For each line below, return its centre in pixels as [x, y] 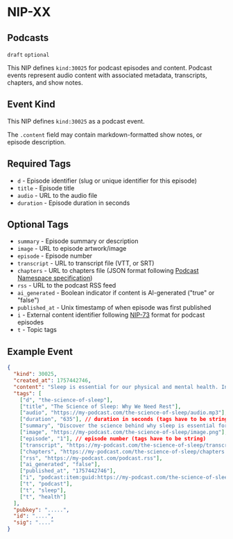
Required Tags [39, 164]
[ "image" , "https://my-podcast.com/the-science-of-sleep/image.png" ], [124, 432]
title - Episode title [46, 188]
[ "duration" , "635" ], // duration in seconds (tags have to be [113, 420]
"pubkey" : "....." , [42, 510]
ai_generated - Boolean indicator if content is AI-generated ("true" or [116, 293]
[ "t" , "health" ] [43, 497]
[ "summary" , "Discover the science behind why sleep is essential [118, 426]
